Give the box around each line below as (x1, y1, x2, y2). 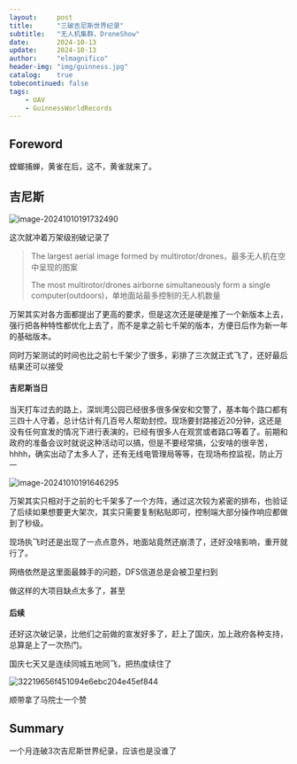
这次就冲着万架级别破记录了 (9, 231, 110, 242)
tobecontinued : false (9, 79, 89, 88)
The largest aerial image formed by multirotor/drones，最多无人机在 (30, 250, 278, 261)
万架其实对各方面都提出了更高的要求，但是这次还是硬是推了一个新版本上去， (9, 308, 288, 319)
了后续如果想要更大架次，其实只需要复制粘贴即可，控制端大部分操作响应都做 (9, 507, 288, 518)
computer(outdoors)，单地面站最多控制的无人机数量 (30, 290, 221, 300)
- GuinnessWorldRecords (25, 104, 113, 113)
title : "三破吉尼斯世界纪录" (9, 21, 125, 30)
